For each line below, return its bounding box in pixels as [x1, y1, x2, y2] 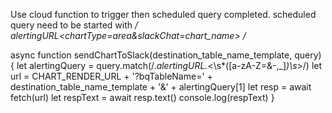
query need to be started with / [10, 19, 139, 31]
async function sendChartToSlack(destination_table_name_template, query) [10, 49, 322, 61]
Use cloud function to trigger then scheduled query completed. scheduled [10, 9, 317, 20]
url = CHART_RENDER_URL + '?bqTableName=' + [10, 70, 213, 82]
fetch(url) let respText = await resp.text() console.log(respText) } [10, 92, 275, 103]
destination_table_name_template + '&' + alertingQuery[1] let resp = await [10, 81, 312, 93]
